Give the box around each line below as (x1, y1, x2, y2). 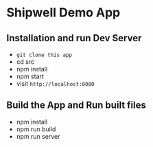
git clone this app (16, 52, 73, 58)
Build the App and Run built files (6, 100, 147, 111)
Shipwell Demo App (6, 5, 121, 21)
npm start (16, 72, 44, 80)
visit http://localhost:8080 (16, 80, 95, 87)
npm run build (16, 125, 56, 133)
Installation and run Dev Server (6, 32, 142, 44)
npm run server (16, 132, 60, 140)
